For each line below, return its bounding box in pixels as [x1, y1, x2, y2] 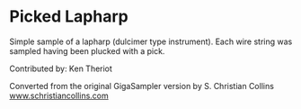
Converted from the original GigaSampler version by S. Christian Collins [9, 80, 274, 91]
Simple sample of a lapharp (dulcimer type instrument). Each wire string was [9, 36, 293, 47]
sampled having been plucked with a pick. [9, 45, 165, 56]
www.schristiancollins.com [9, 90, 110, 101]
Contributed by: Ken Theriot [9, 63, 112, 74]
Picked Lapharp [9, 6, 128, 27]
